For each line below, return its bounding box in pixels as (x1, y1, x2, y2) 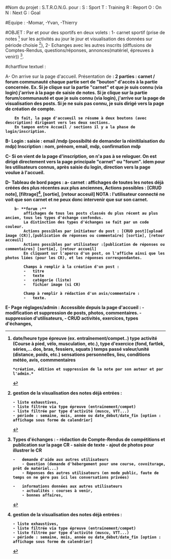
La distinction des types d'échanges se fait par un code (23, 219, 149, 225)
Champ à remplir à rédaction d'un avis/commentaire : (23, 291, 140, 296)
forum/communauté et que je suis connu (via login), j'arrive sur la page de (5, 95, 165, 101)
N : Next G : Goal (5, 10, 41, 16)
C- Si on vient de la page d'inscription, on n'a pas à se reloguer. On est (5, 153, 157, 159)
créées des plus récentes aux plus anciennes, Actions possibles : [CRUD (5, 184, 162, 190)
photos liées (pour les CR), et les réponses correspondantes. (5, 255, 142, 260)
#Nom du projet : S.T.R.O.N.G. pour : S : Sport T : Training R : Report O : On (5, 5, 162, 10)
